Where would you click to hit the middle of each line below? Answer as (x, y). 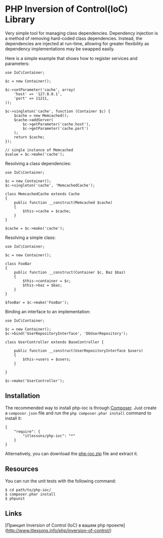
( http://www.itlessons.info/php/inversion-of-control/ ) (58, 531)
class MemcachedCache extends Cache (42, 194)
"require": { (27, 431)
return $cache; (29, 137)
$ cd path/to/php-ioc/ (28, 490)
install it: (13, 418)
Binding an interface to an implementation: (48, 311)
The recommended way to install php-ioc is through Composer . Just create (81, 408)
